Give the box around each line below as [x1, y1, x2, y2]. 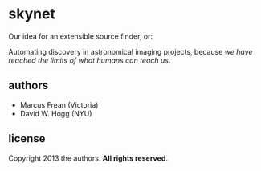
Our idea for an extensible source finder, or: [8, 31, 153, 41]
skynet [8, 5, 56, 23]
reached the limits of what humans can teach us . [8, 55, 171, 65]
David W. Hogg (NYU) [19, 108, 92, 118]
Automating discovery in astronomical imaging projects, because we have [8, 47, 253, 56]
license [8, 132, 46, 145]
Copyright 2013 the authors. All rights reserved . [8, 153, 169, 163]
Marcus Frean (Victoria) [19, 100, 99, 109]
